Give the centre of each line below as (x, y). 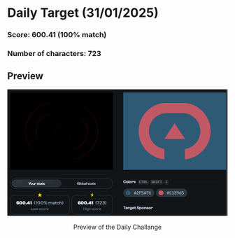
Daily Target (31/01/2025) (83, 13)
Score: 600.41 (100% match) (57, 35)
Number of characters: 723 (54, 54)
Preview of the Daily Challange (117, 227)
